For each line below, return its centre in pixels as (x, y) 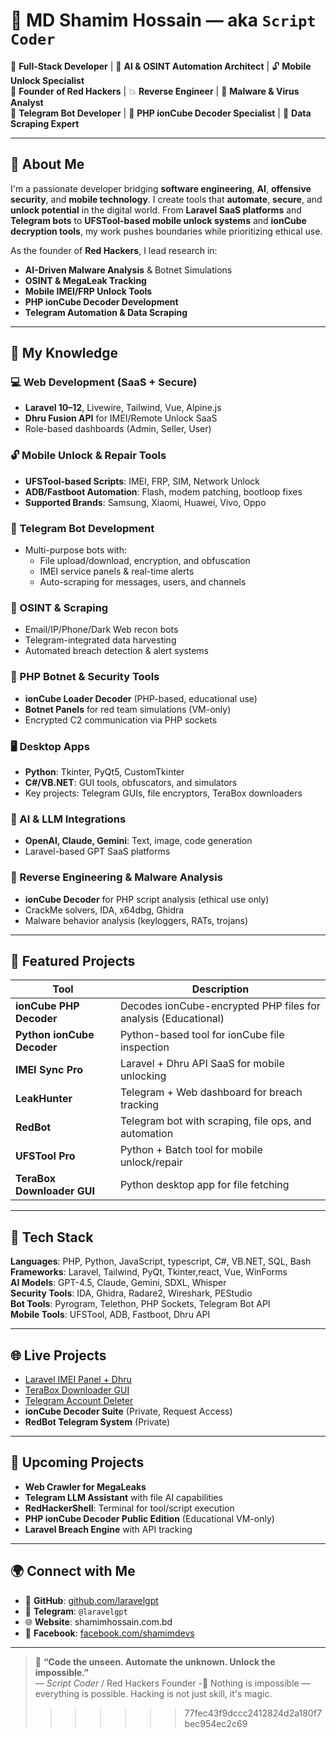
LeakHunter (44, 1099)
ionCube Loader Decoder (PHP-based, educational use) (141, 698)
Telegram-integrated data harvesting (100, 640)
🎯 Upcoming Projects (77, 1462)
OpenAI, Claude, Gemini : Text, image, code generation (138, 841)
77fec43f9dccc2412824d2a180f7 (253, 1713)
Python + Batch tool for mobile (191, 1150)
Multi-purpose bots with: (75, 550)
